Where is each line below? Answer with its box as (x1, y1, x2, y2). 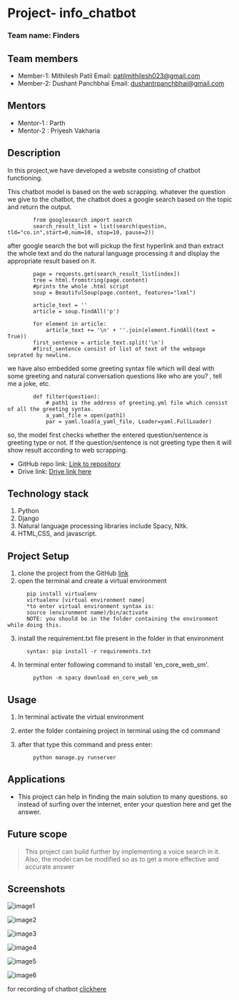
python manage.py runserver (33, 754, 116, 761)
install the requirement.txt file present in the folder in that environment (17, 634, 224, 643)
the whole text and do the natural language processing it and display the (7, 248, 220, 258)
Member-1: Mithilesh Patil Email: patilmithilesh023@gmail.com (17, 71, 201, 80)
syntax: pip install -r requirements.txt (26, 648, 152, 655)
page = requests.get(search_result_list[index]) (33, 270, 180, 278)
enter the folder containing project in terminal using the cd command (17, 726, 220, 734)
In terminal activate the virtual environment (17, 712, 144, 721)
